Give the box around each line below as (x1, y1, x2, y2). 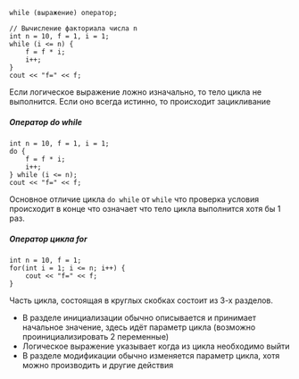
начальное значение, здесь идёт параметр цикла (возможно (21, 322, 256, 333)
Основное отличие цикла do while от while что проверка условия (9, 193, 260, 205)
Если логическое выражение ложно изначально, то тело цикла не (9, 87, 262, 97)
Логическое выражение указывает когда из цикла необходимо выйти (21, 341, 290, 351)
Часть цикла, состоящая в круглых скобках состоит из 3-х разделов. (9, 295, 274, 306)
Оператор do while (9, 116, 83, 127)
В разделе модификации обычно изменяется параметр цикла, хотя (21, 350, 280, 361)
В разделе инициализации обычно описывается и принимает (21, 312, 257, 323)
